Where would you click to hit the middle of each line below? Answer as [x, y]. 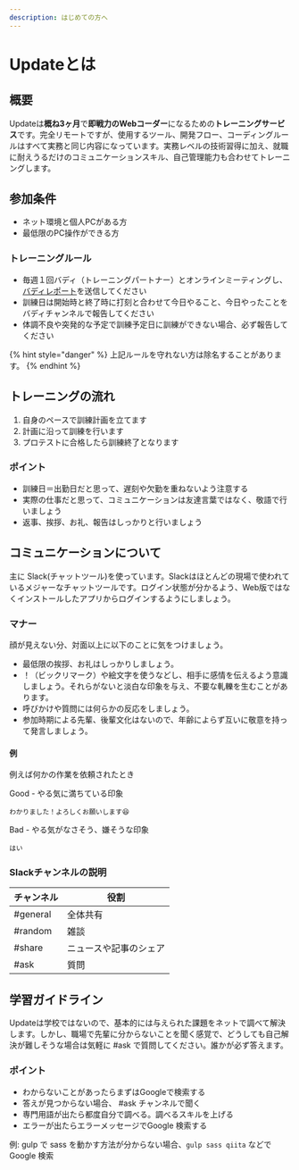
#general [33, 915]
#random [33, 932]
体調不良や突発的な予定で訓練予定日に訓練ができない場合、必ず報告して [155, 324]
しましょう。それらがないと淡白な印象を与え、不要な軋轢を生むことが [151, 686]
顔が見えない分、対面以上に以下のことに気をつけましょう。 [119, 645]
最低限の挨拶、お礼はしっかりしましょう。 [100, 664]
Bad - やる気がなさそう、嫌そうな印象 [79, 830]
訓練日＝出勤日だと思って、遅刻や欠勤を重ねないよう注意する [135, 489]
